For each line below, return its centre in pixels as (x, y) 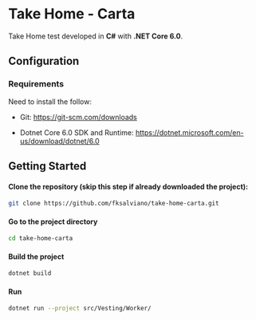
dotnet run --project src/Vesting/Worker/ (80, 309)
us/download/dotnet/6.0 (59, 141)
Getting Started (47, 166)
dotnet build (30, 274)
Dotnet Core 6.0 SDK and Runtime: (77, 132)
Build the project (36, 256)
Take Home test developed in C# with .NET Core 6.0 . (96, 36)
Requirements (36, 84)
